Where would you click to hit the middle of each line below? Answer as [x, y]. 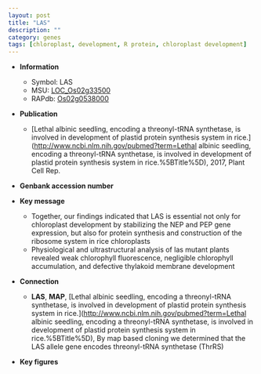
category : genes [34, 37]
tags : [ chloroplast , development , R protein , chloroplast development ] [127, 45]
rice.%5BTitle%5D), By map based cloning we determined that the [138, 339]
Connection [39, 281]
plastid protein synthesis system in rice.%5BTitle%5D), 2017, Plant [138, 162]
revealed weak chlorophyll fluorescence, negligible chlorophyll [132, 258]
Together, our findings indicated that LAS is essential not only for [136, 216]
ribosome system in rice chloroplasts [91, 241]
